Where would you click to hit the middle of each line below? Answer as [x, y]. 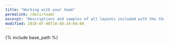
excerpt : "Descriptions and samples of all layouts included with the [81, 19]
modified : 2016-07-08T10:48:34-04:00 [45, 23]
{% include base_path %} [32, 38]
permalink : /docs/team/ [30, 14]
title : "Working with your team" [40, 10]
